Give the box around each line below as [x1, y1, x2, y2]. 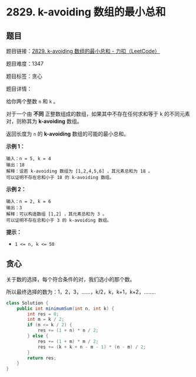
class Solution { [6, 300, 49, 306]
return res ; [27, 355, 57, 361]
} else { [27, 333, 49, 339]
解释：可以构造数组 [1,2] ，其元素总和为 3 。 [6, 211, 107, 217]
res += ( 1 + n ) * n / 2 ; [37, 327, 99, 334]
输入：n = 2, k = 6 [6, 199, 51, 204]
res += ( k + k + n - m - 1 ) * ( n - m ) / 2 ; [37, 344, 146, 350]
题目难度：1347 [6, 60, 44, 67]
